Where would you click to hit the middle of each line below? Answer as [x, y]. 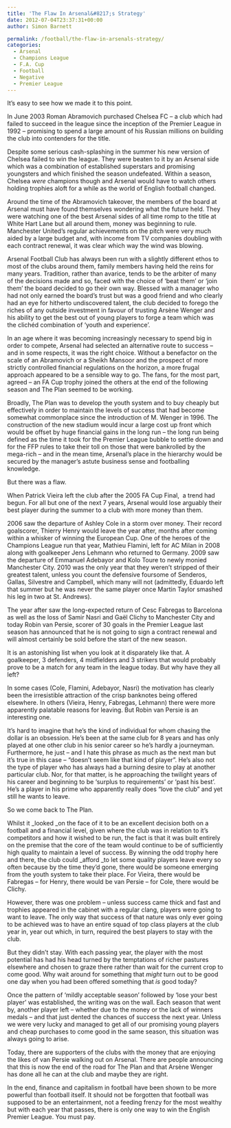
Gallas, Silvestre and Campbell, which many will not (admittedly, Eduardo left [115, 582]
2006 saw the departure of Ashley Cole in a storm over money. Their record [114, 524]
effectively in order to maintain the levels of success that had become [106, 410]
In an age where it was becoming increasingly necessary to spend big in [109, 338]
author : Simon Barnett [40, 26]
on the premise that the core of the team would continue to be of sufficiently [115, 845]
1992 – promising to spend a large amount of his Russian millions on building [115, 131]
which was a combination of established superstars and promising [101, 167]
